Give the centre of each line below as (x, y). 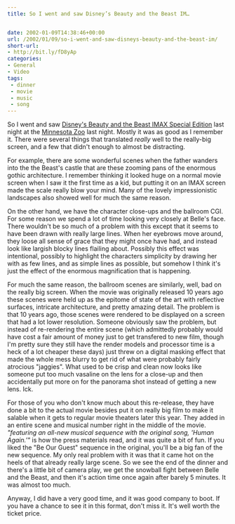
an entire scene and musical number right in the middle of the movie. (107, 425)
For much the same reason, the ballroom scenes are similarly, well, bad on (115, 284)
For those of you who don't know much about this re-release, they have (111, 403)
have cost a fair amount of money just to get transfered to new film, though (116, 337)
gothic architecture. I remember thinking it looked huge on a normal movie (114, 176)
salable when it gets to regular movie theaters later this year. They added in (116, 418)
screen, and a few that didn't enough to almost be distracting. (96, 147)
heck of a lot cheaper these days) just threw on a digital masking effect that (116, 352)
